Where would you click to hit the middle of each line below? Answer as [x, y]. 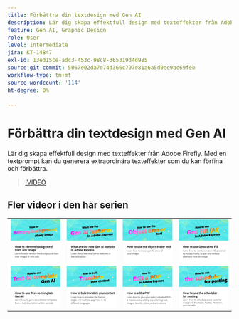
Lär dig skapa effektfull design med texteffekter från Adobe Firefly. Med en [117, 154]
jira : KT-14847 [30, 53]
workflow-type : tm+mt [39, 75]
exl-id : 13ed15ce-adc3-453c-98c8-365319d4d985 [78, 61]
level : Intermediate [38, 45]
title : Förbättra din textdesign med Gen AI [74, 15]
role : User [23, 38]
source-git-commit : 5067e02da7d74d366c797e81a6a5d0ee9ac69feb [101, 68]
